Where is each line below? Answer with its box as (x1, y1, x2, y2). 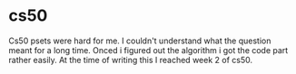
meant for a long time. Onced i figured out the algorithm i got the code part (8, 44, 289, 55)
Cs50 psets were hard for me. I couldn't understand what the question (8, 35, 271, 46)
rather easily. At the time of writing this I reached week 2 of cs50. (8, 54, 253, 65)
